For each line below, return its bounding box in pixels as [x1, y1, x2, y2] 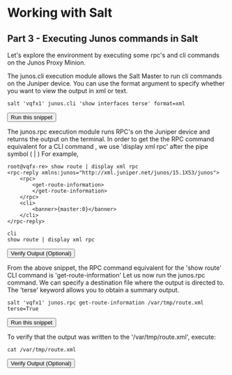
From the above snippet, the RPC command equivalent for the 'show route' [7, 264, 222, 272]
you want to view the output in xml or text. [7, 87, 128, 95]
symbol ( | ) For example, [7, 150, 79, 158]
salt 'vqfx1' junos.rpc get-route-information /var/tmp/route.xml [7, 299, 204, 306]
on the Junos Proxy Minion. [7, 58, 86, 67]
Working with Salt [7, 5, 113, 21]
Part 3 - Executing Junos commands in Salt [7, 33, 199, 45]
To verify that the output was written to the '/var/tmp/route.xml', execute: [7, 333, 216, 341]
